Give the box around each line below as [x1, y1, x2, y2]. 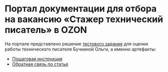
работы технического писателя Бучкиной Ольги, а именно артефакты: [5, 46, 156, 52]
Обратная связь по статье [12, 61, 68, 67]
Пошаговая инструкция [12, 55, 63, 61]
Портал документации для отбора [5, 3, 157, 14]
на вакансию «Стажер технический [5, 13, 163, 25]
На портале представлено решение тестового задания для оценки [5, 40, 148, 46]
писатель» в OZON [5, 24, 88, 35]
